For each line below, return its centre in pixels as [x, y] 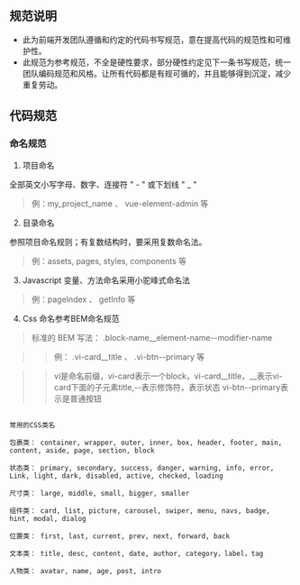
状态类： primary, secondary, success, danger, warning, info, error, [142, 468]
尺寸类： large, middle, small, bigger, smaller [100, 493]
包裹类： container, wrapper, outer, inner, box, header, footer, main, [146, 443]
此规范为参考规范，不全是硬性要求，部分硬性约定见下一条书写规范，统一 [156, 62]
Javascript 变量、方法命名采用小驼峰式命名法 [106, 280]
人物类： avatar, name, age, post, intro [86, 571]
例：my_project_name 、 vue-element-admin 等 [120, 203]
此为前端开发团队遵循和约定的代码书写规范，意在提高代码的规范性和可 [153, 40]
